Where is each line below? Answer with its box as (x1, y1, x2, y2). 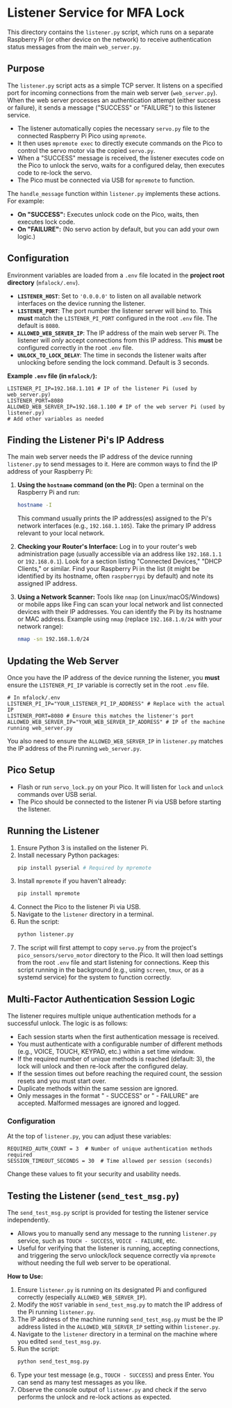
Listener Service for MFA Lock (7, 5, 185, 21)
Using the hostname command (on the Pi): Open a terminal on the (17, 481, 204, 489)
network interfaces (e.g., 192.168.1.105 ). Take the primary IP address (17, 522, 217, 530)
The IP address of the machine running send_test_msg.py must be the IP (17, 1315, 224, 1324)
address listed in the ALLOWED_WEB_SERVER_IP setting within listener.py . (17, 1323, 220, 1331)
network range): (17, 622, 64, 631)
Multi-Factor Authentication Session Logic (7, 993, 196, 1005)
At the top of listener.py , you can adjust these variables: (7, 1132, 172, 1141)
